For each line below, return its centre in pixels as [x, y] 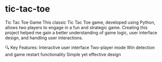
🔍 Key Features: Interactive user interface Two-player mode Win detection [80, 47]
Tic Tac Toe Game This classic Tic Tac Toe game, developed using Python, [80, 22]
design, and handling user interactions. [44, 38]
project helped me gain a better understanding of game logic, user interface [81, 32]
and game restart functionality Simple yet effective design [63, 54]
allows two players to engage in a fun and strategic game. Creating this [76, 27]
